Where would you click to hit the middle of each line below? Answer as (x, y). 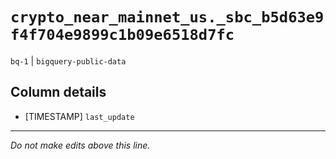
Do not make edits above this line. (80, 145)
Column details (58, 92)
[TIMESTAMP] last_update (79, 116)
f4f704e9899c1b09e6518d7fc (122, 35)
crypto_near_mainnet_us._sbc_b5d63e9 (167, 17)
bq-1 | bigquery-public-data (68, 60)
